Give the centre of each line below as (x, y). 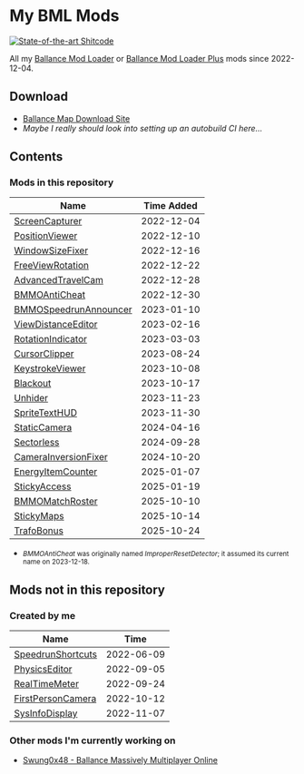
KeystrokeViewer (50, 368)
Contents (36, 157)
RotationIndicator (51, 339)
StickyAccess (43, 486)
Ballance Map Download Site (76, 118)
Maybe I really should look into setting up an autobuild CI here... (142, 128)
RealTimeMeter (47, 684)
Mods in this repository (62, 182)
